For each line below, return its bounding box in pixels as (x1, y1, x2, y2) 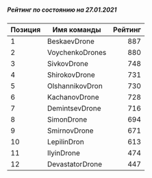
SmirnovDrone (47, 126, 94, 135)
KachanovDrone (47, 92, 99, 102)
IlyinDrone (47, 148, 80, 157)
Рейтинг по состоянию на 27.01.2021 (7, 5, 117, 14)
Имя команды (52, 25, 101, 34)
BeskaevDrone (47, 36, 94, 46)
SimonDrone (47, 114, 88, 124)
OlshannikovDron (47, 81, 103, 91)
